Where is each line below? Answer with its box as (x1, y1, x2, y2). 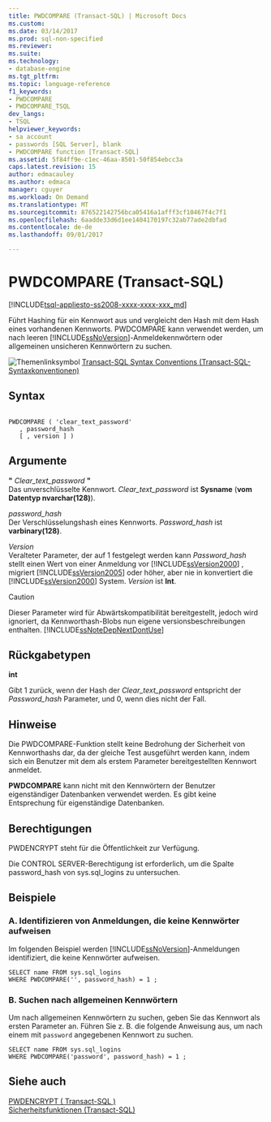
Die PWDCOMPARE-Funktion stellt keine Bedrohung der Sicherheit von (8, 740, 246, 749)
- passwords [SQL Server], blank (8, 140, 122, 149)
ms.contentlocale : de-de (8, 223, 92, 231)
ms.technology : (8, 58, 60, 66)
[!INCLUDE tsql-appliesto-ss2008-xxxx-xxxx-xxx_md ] (8, 300, 187, 309)
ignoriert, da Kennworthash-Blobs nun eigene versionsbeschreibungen (8, 616, 246, 626)
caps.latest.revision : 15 (8, 163, 96, 171)
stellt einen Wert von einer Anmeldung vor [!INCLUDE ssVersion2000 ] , (8, 559, 244, 568)
